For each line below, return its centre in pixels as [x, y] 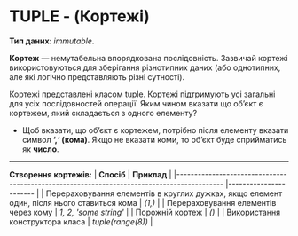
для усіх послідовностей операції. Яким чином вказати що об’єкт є [137, 103]
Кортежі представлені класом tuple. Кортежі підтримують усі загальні [142, 94]
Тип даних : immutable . [52, 41]
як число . [40, 149]
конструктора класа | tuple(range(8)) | [81, 221]
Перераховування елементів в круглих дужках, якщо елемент [164, 193]
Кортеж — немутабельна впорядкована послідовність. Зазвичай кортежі [149, 58]
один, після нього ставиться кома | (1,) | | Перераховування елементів [143, 202]
